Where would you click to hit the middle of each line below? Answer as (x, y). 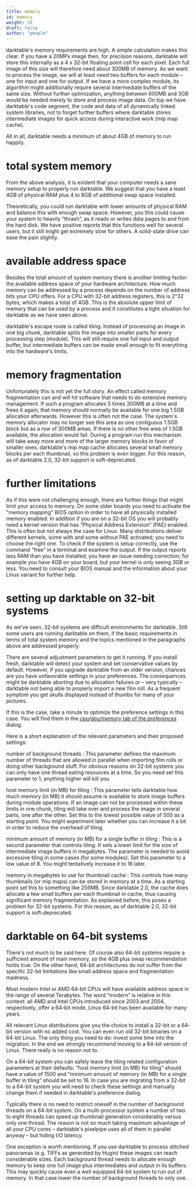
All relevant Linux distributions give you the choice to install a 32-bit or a (93, 1025)
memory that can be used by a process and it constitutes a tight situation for (98, 308)
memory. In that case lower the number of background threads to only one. (97, 1178)
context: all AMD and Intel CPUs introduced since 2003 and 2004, (86, 1001)
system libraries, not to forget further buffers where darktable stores (88, 113)
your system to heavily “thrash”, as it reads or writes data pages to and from (98, 219)
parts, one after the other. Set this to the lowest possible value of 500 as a (95, 815)
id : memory (19, 17)
